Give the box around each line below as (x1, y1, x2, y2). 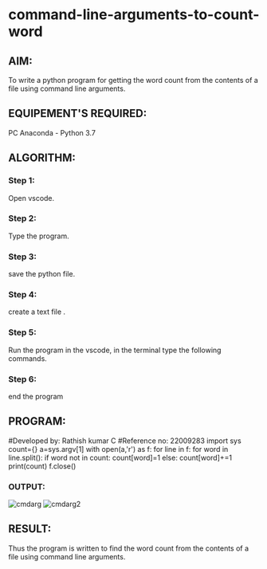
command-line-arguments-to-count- (8, 6, 260, 24)
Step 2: (8, 213, 37, 224)
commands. (8, 353, 48, 363)
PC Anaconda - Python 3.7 (8, 128, 96, 137)
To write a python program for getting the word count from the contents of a (8, 76, 259, 84)
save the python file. (8, 269, 76, 279)
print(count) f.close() (8, 461, 77, 471)
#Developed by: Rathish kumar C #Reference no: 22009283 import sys (8, 436, 241, 445)
